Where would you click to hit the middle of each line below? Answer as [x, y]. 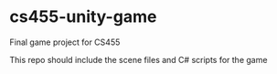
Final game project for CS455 [65, 42]
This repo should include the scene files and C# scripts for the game [138, 59]
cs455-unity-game [83, 17]
